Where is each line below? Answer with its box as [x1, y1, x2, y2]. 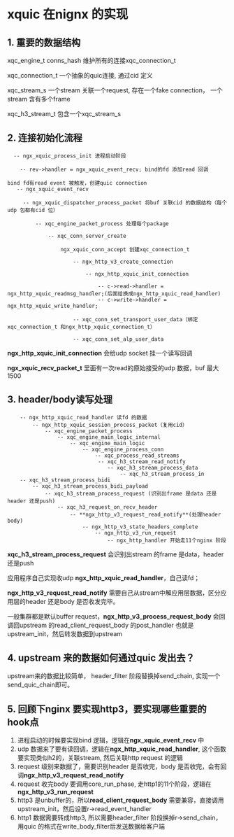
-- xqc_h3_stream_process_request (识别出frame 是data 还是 [44, 490, 217, 497]
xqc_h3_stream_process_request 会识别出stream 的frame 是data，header [7, 550, 224, 558]
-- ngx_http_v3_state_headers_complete [82, 523, 198, 530]
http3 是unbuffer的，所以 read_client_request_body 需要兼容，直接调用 [17, 796, 224, 805]
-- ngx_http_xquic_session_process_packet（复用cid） [32, 421, 188, 428]
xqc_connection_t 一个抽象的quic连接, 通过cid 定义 [7, 71, 154, 79]
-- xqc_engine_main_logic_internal [57, 433, 161, 441]
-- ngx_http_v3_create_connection [73, 258, 173, 265]
